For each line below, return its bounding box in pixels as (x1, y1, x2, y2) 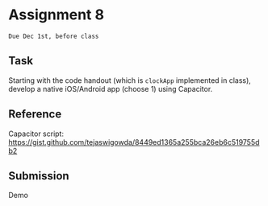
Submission (8, 169, 70, 183)
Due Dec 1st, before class (8, 32, 99, 40)
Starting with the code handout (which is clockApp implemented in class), (8, 75, 252, 85)
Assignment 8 (8, 6, 105, 24)
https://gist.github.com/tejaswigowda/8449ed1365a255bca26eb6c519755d (8, 137, 260, 146)
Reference (8, 107, 62, 122)
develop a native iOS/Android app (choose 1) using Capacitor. (8, 84, 213, 93)
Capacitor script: (8, 129, 65, 138)
